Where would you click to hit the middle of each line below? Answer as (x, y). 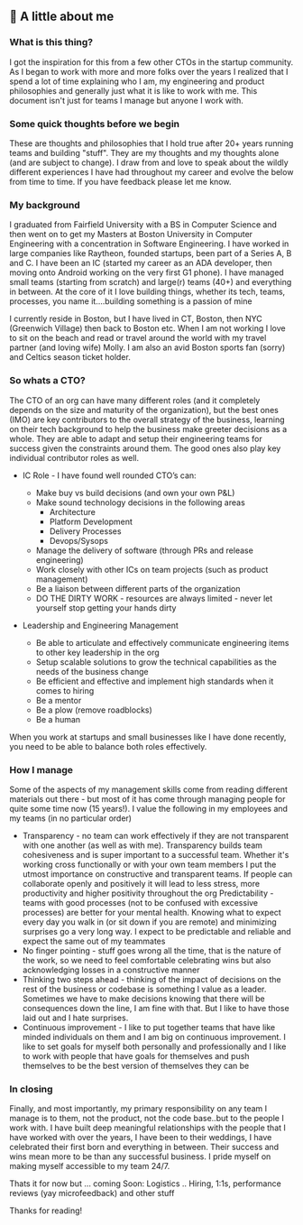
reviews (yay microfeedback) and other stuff (92, 1193)
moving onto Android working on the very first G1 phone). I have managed (147, 272)
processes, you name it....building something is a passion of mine (131, 301)
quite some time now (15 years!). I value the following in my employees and (149, 808)
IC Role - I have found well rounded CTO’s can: (109, 475)
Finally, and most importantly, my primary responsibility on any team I (138, 1109)
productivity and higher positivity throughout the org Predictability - (148, 893)
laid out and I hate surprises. (75, 1018)
